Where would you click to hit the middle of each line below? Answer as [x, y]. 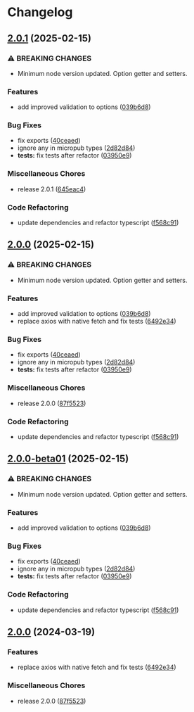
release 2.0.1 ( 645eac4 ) [52, 189]
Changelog [40, 12]
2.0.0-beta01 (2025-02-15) [68, 459]
